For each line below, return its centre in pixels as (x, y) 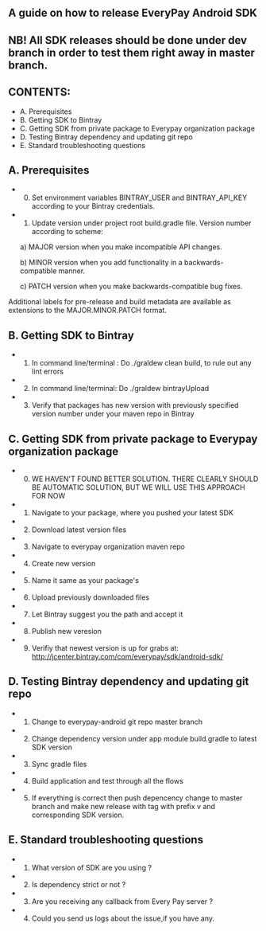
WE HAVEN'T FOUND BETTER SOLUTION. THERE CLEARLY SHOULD (145, 479)
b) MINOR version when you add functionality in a (101, 263)
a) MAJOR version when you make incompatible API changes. (121, 247)
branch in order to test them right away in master (132, 52)
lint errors (47, 372)
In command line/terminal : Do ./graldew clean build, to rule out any (141, 363)
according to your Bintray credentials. (93, 206)
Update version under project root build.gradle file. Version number (141, 223)
